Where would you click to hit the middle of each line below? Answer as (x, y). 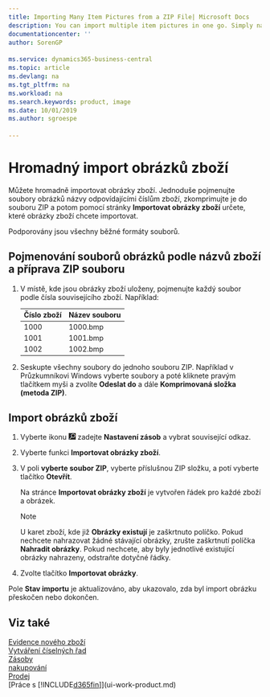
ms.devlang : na (34, 76)
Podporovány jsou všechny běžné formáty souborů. (94, 231)
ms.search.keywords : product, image (70, 102)
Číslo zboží (43, 315)
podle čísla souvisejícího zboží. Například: (89, 297)
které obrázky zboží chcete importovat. (74, 215)
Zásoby (21, 659)
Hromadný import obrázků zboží (119, 168)
